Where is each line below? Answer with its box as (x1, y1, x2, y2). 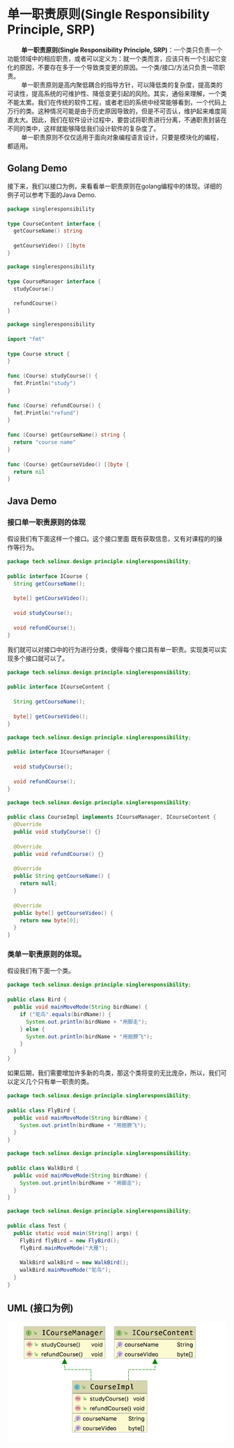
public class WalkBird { (7, 1164, 79, 1171)
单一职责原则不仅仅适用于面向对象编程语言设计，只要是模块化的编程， (20, 133, 223, 141)
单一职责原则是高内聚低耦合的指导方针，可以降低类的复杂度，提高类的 (20, 80, 223, 89)
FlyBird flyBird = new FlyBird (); (19, 1237, 120, 1244)
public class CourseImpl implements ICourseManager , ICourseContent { (7, 813, 217, 821)
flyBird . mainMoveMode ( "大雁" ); (19, 1245, 109, 1252)
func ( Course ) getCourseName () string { (7, 431, 127, 439)
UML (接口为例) (7, 1303, 74, 1315)
